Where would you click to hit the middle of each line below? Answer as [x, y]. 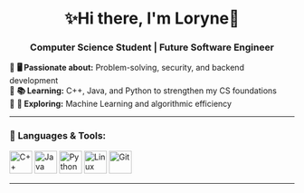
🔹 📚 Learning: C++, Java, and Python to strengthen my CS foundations [143, 91]
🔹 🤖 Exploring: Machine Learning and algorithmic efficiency [121, 104]
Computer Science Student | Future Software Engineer [152, 47]
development [34, 81]
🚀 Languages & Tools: [58, 136]
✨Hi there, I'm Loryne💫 [152, 19]
